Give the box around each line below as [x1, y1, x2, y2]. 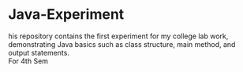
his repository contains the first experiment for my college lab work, [8, 31, 229, 41]
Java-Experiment [8, 5, 125, 23]
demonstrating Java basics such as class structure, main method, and [8, 39, 236, 49]
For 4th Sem [8, 56, 49, 66]
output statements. [8, 48, 69, 57]
